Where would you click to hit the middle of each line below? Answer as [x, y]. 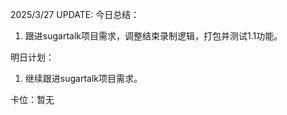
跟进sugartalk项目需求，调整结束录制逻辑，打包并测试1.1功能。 [153, 36]
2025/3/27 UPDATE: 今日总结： [75, 14]
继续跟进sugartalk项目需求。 [83, 78]
